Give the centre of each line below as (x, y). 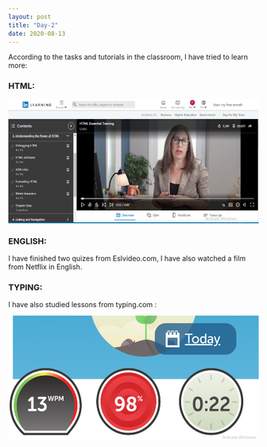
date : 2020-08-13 (37, 33)
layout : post (30, 17)
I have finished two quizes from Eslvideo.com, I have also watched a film (127, 258)
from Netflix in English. (45, 267)
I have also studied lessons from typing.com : (83, 305)
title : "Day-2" (33, 25)
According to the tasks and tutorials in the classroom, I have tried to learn (128, 57)
